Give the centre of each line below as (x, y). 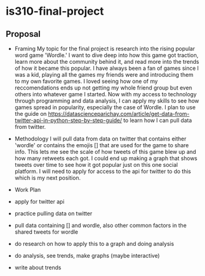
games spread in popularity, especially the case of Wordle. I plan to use (105, 107)
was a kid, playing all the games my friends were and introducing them (104, 75)
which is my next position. (48, 178)
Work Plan (28, 190)
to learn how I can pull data (157, 120)
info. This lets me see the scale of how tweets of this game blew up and (105, 152)
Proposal (23, 34)
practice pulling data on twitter (53, 213)
